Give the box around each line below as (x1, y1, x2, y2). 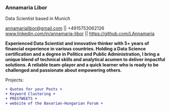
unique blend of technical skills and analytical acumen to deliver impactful (5, 57, 165, 63)
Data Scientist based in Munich (5, 16, 71, 22)
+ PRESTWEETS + (5, 96, 38, 101)
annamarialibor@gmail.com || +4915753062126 (5, 25, 105, 31)
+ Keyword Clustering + (5, 91, 56, 97)
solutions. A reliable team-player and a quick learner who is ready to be (5, 62, 159, 68)
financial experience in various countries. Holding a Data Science (5, 46, 146, 52)
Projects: (5, 77, 24, 83)
